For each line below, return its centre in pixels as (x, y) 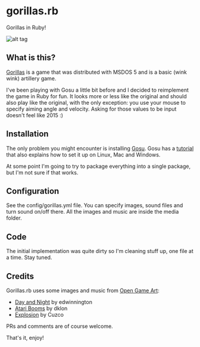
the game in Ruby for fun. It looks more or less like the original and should (96, 96)
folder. (14, 218)
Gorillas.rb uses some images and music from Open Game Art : (83, 290)
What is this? (31, 58)
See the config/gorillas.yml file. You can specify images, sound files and (95, 205)
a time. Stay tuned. (29, 258)
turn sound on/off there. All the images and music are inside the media (93, 212)
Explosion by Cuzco (39, 315)
